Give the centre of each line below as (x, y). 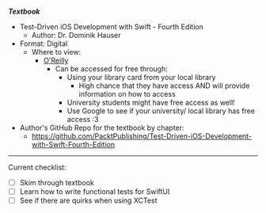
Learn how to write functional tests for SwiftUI (95, 192)
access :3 (83, 119)
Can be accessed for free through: (111, 69)
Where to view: (56, 52)
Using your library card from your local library (141, 77)
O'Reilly (56, 60)
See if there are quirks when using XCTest (88, 200)
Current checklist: (37, 167)
